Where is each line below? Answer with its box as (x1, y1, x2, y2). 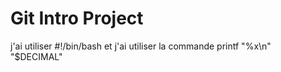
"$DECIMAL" (10, 50, 63, 62)
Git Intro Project (10, 7, 144, 30)
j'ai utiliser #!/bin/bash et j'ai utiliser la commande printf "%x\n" (10, 40, 272, 52)
